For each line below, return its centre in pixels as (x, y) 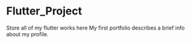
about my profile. (27, 34)
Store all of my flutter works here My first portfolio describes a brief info (95, 28)
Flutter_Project (44, 11)
